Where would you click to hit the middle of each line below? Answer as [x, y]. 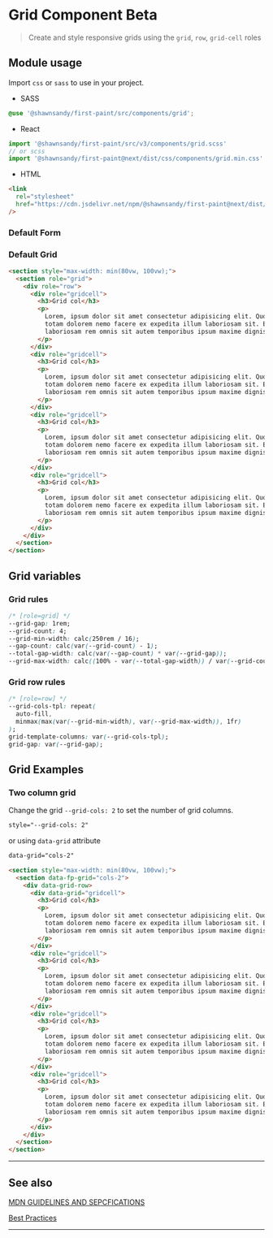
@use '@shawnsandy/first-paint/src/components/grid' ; [102, 113]
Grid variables [45, 576]
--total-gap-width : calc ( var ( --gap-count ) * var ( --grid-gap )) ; [118, 654]
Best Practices [32, 1218]
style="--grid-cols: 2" [49, 825]
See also [30, 1182]
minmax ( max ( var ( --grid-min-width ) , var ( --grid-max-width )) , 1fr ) [129, 721]
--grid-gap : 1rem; [39, 623]
